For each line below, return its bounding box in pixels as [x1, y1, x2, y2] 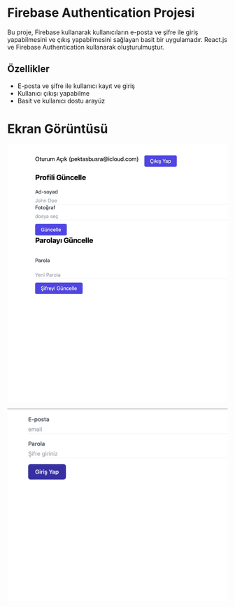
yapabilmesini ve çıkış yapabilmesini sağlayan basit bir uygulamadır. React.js [7, 35, 227, 43]
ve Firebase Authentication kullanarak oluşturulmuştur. [7, 43, 164, 51]
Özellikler [7, 63, 50, 75]
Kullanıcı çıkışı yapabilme [17, 89, 90, 97]
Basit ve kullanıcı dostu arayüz [17, 96, 106, 105]
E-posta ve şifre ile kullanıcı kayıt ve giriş [17, 82, 135, 90]
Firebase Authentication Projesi [7, 5, 195, 21]
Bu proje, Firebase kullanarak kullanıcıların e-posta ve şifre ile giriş [7, 28, 199, 36]
